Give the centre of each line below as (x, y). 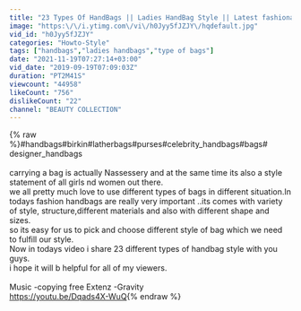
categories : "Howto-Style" (60, 43)
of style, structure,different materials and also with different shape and (140, 211)
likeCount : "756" (42, 92)
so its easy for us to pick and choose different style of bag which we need (146, 230)
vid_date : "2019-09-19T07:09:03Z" (74, 68)
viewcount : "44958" (46, 84)
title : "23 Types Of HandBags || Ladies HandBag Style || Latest (133, 17)
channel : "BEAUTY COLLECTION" (66, 109)
